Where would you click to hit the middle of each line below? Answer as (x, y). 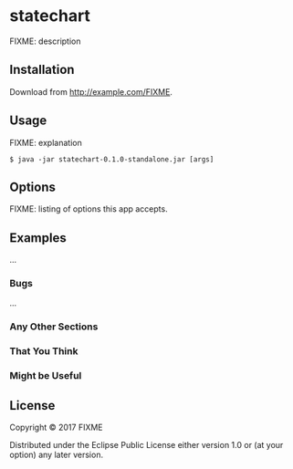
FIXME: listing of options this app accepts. (89, 209)
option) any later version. (56, 455)
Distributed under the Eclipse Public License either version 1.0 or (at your (146, 445)
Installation (42, 70)
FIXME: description (45, 41)
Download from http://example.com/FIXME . (91, 91)
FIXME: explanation (46, 142)
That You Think (44, 351)
